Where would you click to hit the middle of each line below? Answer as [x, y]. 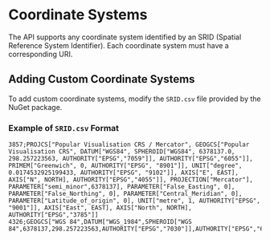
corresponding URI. [41, 54]
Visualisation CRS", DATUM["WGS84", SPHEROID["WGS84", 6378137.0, [122, 152]
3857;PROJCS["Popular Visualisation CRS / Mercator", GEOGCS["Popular [129, 145]
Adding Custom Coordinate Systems [102, 79]
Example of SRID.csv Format [63, 128]
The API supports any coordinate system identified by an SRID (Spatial [125, 37]
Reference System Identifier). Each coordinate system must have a [119, 45]
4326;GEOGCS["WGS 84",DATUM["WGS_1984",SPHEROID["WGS [100, 222]
